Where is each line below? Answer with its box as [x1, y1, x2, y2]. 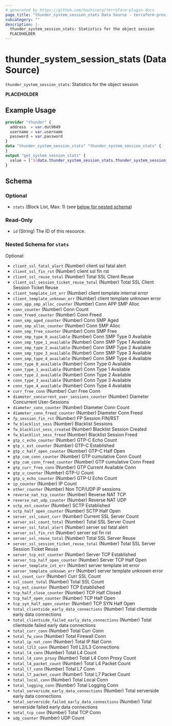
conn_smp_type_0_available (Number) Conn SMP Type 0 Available [12, 333, 152, 339]
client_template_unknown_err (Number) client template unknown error [12, 295, 161, 301]
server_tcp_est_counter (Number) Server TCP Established [12, 551, 136, 557]
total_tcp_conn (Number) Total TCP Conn [12, 709, 101, 715]
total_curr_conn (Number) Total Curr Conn [12, 628, 104, 634]
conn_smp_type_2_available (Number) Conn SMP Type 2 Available [12, 344, 152, 350]
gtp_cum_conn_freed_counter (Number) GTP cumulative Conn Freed [12, 458, 155, 465]
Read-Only [5, 216, 33, 224]
